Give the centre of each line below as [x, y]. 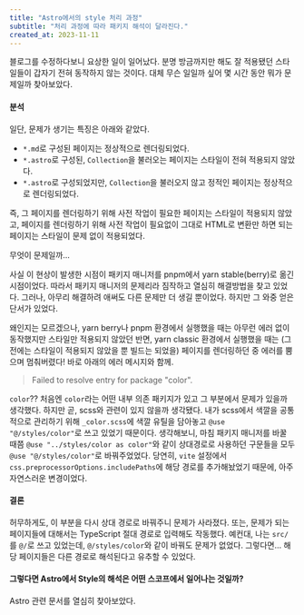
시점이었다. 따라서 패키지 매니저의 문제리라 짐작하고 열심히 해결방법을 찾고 [140, 285]
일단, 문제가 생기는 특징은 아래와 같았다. [79, 129]
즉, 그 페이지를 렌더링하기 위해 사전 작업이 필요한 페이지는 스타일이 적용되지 [142, 213]
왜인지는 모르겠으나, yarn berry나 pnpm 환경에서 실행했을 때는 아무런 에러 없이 [150, 327]
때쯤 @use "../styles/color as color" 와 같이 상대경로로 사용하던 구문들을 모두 [152, 444]
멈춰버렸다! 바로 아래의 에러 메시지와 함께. [100, 362]
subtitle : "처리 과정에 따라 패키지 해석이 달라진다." [99, 26]
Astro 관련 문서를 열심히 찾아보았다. [73, 600]
